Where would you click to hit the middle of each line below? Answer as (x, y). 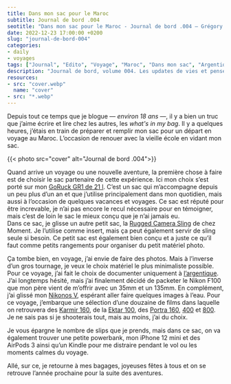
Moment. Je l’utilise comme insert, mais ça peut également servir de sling (111, 231)
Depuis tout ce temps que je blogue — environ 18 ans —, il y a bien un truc (113, 116)
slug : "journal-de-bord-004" (49, 39)
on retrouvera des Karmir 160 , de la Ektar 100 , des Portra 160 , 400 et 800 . (111, 310)
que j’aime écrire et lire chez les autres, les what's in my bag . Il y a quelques (115, 124)
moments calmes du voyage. (48, 352)
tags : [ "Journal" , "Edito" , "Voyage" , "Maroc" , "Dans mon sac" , (101, 65)
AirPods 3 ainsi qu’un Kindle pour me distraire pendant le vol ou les (102, 345)
